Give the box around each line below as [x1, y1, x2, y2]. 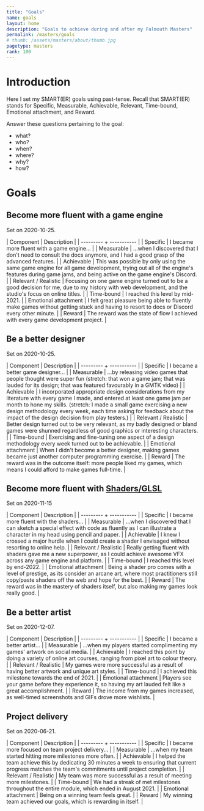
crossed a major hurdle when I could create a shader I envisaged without [6, 537, 190, 545]
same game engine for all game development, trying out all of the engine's [6, 264, 194, 271]
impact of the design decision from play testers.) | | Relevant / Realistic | [6, 414, 188, 421]
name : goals [6, 15, 37, 21]
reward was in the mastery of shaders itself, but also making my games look [6, 583, 198, 590]
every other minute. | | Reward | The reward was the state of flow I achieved [6, 309, 198, 317]
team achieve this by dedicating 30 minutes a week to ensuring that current [6, 758, 197, 766]
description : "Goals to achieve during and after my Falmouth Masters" [6, 26, 192, 32]
